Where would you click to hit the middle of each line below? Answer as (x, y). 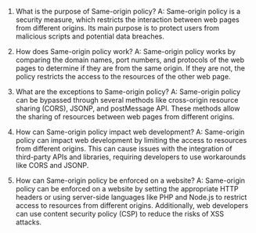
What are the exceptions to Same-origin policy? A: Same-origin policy (128, 92)
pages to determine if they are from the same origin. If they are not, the (130, 68)
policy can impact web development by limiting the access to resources (131, 140)
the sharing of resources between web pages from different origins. (125, 116)
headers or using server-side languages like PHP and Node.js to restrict (131, 197)
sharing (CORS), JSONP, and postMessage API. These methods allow (128, 108)
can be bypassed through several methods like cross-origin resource (127, 100)
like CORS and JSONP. (52, 165)
